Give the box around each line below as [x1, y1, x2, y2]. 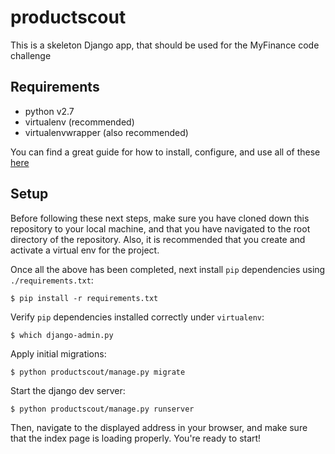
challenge [10, 49, 52, 61]
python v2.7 [24, 105, 75, 117]
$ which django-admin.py [10, 330, 114, 340]
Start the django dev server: [10, 384, 126, 396]
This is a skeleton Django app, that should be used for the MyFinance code [10, 39, 320, 51]
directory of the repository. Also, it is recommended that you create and [10, 233, 306, 245]
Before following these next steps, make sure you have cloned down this [10, 212, 310, 224]
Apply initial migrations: [10, 347, 107, 360]
